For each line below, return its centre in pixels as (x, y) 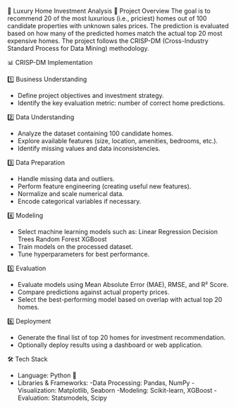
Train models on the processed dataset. (75, 246)
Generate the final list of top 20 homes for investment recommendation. (122, 337)
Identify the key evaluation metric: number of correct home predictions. (121, 103)
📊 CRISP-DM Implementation (50, 62)
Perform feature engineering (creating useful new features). (104, 186)
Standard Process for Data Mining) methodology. (78, 48)
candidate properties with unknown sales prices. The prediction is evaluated (118, 26)
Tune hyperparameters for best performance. (83, 254)
